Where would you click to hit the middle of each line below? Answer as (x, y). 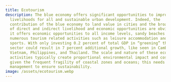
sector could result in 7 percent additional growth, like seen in (83, 48)
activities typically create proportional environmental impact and (84, 57)
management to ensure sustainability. (51, 67)
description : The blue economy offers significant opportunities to (79, 15)
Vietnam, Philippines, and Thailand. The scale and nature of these (84, 52)
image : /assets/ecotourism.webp (39, 72)
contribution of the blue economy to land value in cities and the (83, 24)
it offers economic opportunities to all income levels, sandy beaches (88, 34)
